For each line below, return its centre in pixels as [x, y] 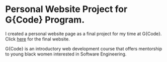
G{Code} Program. [45, 20]
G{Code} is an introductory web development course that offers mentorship [84, 48]
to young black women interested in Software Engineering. [66, 54]
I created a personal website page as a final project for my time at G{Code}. [83, 33]
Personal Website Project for [66, 9]
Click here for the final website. [37, 39]
